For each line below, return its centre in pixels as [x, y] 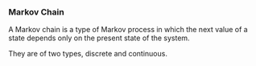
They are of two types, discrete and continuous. [88, 54]
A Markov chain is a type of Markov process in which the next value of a [128, 30]
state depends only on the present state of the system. [99, 38]
